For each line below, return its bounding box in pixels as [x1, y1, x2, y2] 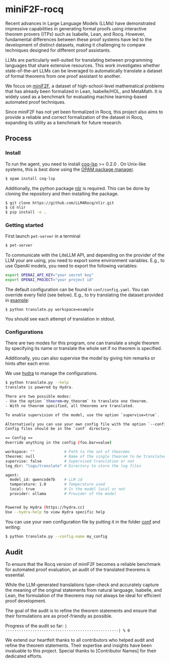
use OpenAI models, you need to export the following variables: [5, 263, 138, 269]
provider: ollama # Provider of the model [10, 492, 116, 497]
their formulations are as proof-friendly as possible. [5, 613, 113, 619]
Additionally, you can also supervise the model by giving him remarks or [5, 355, 155, 361]
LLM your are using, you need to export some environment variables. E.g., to [5, 257, 165, 263]
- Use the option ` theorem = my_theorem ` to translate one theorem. [5, 399, 148, 404]
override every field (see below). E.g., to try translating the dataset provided [5, 292, 163, 298]
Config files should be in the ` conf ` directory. [5, 426, 112, 431]
